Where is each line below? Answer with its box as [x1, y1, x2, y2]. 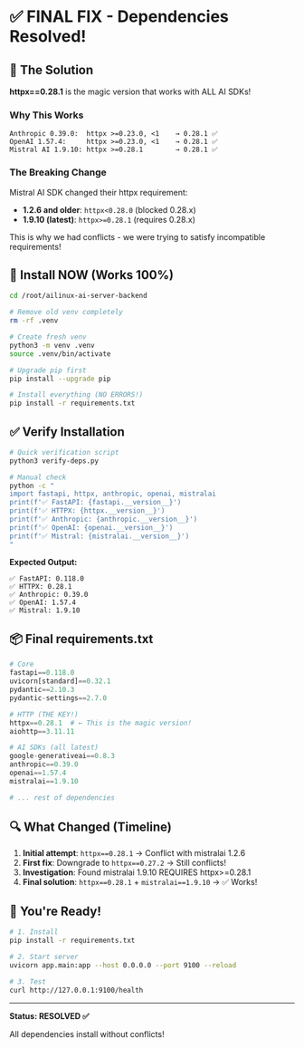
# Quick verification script [9, 447, 119, 457]
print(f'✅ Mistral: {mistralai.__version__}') [9, 532, 190, 541]
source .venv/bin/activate [9, 349, 111, 359]
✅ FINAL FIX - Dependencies [9, 6, 229, 27]
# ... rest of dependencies [9, 793, 116, 803]
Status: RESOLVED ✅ [9, 1010, 90, 1021]
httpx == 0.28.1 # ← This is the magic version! [9, 718, 193, 727]
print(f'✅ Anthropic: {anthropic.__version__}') [9, 514, 198, 524]
